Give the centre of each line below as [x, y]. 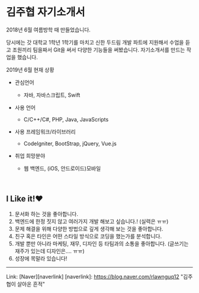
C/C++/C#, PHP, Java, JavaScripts [66, 119]
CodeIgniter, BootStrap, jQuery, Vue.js [70, 144]
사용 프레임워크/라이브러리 [45, 132]
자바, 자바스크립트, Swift [52, 95]
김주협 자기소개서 [46, 12]
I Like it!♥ [25, 199]
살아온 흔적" [31, 284]
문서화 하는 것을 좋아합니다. [46, 214]
